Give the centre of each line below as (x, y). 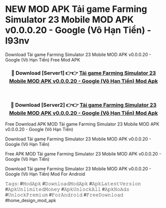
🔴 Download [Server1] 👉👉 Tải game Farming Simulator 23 (83, 73)
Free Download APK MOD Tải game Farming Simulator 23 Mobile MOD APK (82, 124)
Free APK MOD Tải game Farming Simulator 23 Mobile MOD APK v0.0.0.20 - (83, 154)
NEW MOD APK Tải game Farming (76, 9)
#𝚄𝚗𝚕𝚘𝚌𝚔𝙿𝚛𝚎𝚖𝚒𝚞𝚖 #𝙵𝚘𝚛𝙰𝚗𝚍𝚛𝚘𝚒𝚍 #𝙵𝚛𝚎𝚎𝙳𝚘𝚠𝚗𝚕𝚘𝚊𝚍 (64, 195)
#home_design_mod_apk (31, 200)
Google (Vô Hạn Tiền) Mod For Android (45, 174)
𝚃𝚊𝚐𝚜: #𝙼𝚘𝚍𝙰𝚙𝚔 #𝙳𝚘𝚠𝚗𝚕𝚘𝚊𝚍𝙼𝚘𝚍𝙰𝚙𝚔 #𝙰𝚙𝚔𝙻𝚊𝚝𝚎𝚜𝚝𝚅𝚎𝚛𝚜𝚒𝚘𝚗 (73, 183)
